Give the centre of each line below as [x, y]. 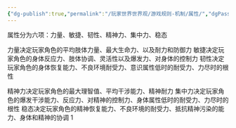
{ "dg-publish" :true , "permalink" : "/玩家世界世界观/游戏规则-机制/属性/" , [108, 14]
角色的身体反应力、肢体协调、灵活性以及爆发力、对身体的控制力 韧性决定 [119, 58]
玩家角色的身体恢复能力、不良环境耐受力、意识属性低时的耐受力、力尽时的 [115, 67]
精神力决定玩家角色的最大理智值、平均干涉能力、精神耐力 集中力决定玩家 [113, 91]
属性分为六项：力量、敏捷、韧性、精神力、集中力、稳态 [87, 34]
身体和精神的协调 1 [46, 117]
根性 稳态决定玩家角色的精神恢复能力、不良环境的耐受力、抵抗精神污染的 [113, 108]
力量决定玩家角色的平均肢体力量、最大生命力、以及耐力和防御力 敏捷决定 [113, 49]
